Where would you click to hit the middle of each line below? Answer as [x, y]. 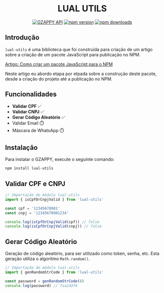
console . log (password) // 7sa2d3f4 [41, 286]
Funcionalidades [31, 94]
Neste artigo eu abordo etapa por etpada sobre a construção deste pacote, [81, 74]
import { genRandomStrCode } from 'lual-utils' [55, 272]
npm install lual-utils [29, 168]
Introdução [22, 38]
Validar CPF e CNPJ [35, 184]
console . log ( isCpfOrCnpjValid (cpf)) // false [52, 222]
